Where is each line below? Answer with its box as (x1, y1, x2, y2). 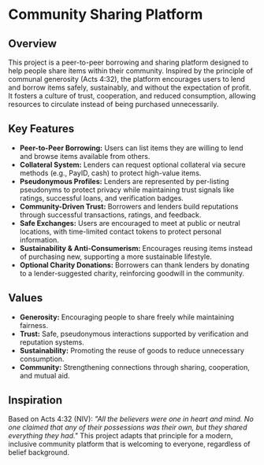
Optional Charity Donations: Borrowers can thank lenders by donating (19, 260, 250, 269)
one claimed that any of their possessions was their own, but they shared (8, 423, 247, 432)
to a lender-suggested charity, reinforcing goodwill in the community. (19, 268, 244, 278)
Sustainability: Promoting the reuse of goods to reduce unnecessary (19, 345, 244, 355)
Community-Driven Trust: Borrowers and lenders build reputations (19, 201, 239, 211)
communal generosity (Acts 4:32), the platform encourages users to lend (8, 75, 246, 83)
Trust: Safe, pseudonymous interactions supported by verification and (19, 329, 249, 338)
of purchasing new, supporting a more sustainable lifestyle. (19, 252, 213, 261)
